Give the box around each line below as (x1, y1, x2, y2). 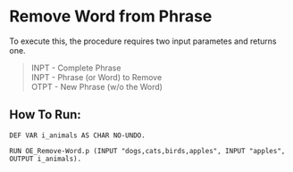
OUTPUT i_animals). (9, 154, 82, 163)
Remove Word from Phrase (9, 6, 213, 27)
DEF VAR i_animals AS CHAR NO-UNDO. (9, 131, 146, 140)
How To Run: (9, 107, 82, 122)
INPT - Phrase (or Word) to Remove (30, 71, 163, 82)
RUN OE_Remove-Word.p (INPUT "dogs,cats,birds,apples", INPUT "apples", (9, 146, 286, 155)
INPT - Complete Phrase (30, 62, 121, 73)
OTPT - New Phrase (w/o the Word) (30, 81, 163, 92)
